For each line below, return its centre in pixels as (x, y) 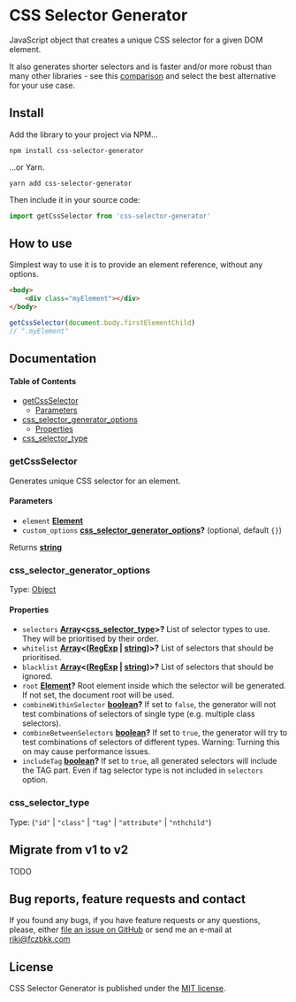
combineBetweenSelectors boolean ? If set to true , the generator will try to (155, 733)
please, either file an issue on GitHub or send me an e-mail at (121, 929)
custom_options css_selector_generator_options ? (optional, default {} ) (152, 530)
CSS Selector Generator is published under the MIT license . (118, 989)
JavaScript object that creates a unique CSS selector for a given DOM (136, 40)
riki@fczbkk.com (40, 939)
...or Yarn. (27, 167)
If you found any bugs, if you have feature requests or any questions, (135, 921)
